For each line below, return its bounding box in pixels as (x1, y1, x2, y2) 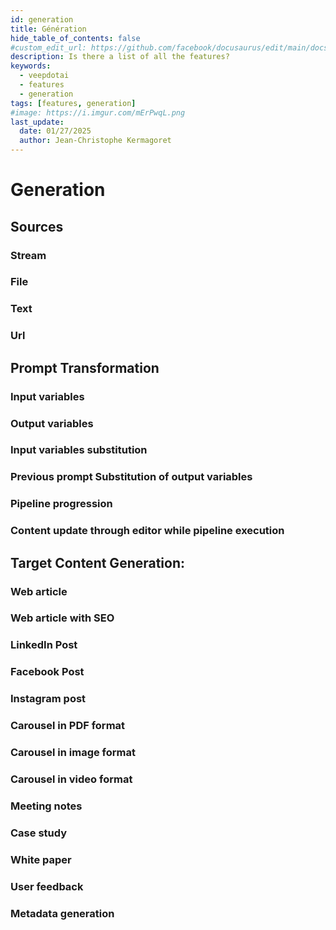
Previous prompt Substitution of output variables (10, 470, 253, 484)
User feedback (10, 879, 84, 893)
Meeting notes (10, 799, 83, 813)
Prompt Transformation (10, 359, 160, 376)
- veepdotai (19, 71, 70, 81)
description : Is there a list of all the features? (10, 52, 230, 62)
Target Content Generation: (10, 554, 186, 571)
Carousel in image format (10, 746, 136, 760)
